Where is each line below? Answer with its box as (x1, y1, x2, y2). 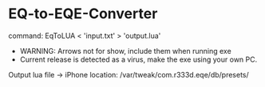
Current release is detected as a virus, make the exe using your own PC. (19, 55, 258, 64)
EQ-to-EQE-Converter (8, 5, 158, 23)
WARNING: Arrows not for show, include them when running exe (19, 46, 231, 55)
